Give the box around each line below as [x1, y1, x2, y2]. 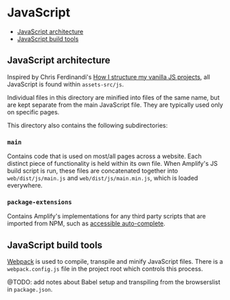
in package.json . [7, 286, 53, 294]
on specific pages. [7, 108, 60, 116]
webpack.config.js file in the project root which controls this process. [7, 265, 203, 273]
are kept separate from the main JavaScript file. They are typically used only [7, 101, 223, 109]
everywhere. [7, 182, 43, 190]
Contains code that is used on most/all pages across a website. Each [7, 152, 202, 160]
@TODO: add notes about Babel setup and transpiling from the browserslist [7, 278, 221, 286]
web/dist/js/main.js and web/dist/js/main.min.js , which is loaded [7, 174, 198, 182]
